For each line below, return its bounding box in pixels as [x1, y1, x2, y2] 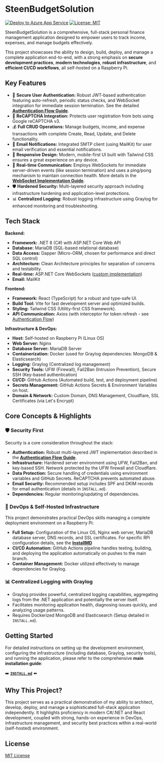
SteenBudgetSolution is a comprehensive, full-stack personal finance [5, 29, 145, 35]
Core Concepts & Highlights [5, 411, 92, 420]
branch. [12, 555, 28, 561]
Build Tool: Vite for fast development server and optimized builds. [12, 300, 145, 306]
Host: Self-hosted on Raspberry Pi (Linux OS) [12, 335, 104, 341]
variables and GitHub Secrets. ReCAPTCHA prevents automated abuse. [12, 475, 156, 482]
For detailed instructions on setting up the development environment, [5, 645, 144, 651]
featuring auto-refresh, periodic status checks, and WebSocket [12, 97, 140, 103]
